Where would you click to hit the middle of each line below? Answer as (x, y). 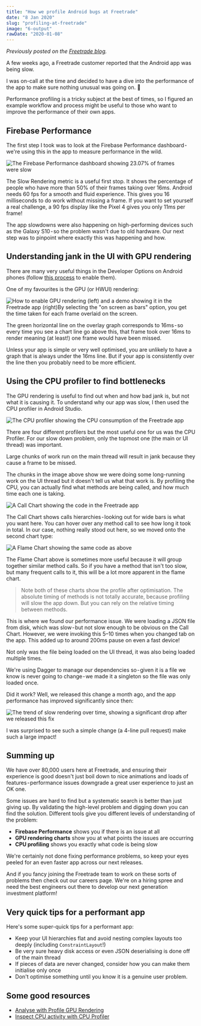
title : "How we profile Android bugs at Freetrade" (72, 12)
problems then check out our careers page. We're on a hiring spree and (95, 880)
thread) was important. (34, 444)
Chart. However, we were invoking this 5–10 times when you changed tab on (100, 634)
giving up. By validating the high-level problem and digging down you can (97, 807)
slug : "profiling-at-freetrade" (46, 23)
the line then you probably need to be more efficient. (71, 362)
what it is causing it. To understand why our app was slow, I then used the (97, 402)
